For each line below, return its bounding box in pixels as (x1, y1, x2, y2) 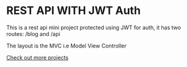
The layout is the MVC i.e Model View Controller (6, 42, 127, 49)
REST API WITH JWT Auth (6, 4, 141, 18)
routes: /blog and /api (6, 30, 61, 37)
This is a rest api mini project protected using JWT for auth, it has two (6, 24, 182, 31)
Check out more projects (6, 54, 69, 61)
